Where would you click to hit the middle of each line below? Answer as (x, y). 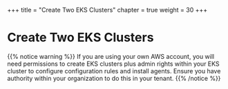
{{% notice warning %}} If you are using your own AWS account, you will (111, 56)
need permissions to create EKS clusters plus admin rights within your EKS (113, 64)
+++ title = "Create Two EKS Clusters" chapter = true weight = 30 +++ (107, 10)
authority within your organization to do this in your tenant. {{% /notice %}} (114, 78)
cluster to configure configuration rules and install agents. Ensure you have (114, 71)
